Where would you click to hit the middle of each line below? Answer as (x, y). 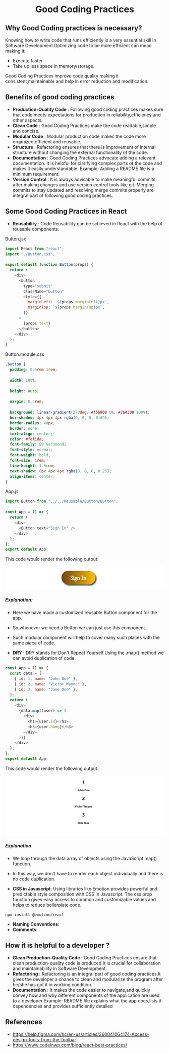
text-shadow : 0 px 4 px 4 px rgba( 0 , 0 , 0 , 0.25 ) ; (61, 471)
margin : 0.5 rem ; (27, 402)
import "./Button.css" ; (30, 254)
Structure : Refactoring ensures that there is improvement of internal (84, 147)
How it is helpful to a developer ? (58, 945)
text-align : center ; (31, 434)
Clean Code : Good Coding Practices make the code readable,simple (84, 126)
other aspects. (27, 120)
